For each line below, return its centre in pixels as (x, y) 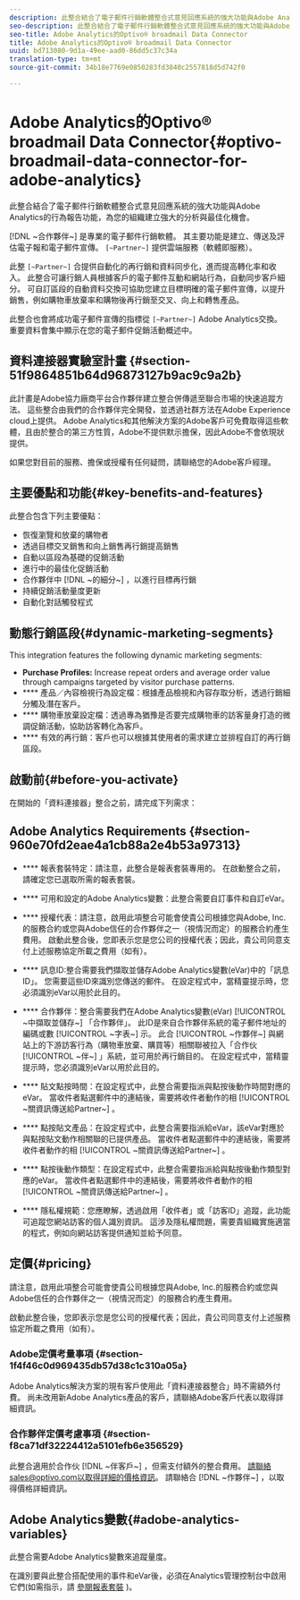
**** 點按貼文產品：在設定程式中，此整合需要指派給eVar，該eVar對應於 (153, 1128)
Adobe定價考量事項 (51, 1354)
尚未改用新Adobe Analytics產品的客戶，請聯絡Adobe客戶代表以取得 (151, 1397)
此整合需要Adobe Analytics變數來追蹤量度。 (90, 1557)
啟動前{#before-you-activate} (94, 779)
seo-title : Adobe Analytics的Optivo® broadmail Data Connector (129, 34)
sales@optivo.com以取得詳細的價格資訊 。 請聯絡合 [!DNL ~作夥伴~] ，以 (143, 1477)
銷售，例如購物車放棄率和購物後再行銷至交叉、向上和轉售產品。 (126, 300)
